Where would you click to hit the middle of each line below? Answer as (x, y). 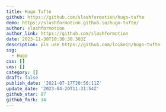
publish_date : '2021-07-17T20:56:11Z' (54, 84)
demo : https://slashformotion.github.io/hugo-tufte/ (73, 23)
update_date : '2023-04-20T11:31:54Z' (53, 89)
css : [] (16, 61)
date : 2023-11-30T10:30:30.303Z (46, 39)
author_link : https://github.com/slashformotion (67, 34)
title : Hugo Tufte (29, 12)
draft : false (22, 78)
